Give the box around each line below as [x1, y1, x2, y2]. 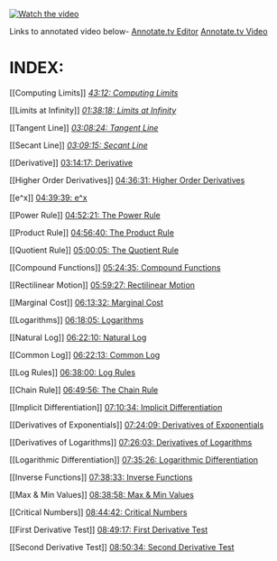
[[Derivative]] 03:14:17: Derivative [9, 157, 134, 168]
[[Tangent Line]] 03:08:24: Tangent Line [9, 122, 159, 133]
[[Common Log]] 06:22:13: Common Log [9, 349, 161, 360]
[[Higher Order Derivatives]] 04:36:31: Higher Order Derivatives [9, 174, 245, 185]
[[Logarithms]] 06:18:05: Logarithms [9, 314, 144, 325]
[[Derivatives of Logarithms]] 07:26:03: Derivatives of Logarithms [9, 437, 253, 447]
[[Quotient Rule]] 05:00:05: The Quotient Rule [9, 244, 179, 255]
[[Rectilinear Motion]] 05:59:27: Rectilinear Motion [9, 280, 196, 290]
